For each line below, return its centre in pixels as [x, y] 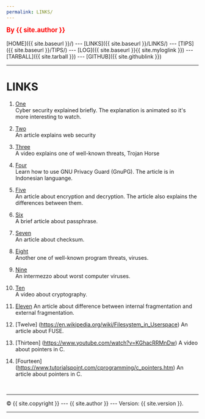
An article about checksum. [50, 239]
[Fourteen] [28, 361]
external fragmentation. [45, 312]
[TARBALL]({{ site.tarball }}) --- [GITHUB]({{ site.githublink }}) [84, 56]
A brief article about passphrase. [56, 221]
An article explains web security [56, 135]
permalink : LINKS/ [30, 12]
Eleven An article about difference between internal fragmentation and [103, 306]
